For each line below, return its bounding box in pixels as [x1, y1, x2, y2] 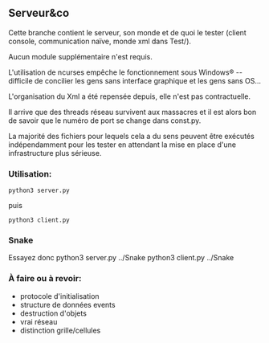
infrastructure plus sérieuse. [8, 148, 102, 157]
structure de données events [19, 300, 116, 309]
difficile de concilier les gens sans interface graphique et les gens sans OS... [8, 76, 262, 85]
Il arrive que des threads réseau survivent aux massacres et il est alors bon [8, 107, 257, 116]
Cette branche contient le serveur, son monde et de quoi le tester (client [8, 27, 247, 37]
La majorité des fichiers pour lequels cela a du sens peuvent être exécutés [8, 131, 255, 141]
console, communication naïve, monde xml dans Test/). [8, 36, 191, 46]
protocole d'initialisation [19, 291, 100, 300]
